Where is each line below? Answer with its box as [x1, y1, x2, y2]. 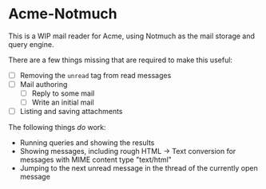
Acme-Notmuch [8, 5, 117, 23]
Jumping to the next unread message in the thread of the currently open [19, 163, 258, 173]
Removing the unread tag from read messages [19, 70, 172, 80]
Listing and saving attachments [19, 107, 123, 116]
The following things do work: [8, 123, 106, 132]
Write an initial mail [31, 97, 94, 108]
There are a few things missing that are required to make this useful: [8, 55, 233, 65]
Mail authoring [19, 80, 68, 89]
